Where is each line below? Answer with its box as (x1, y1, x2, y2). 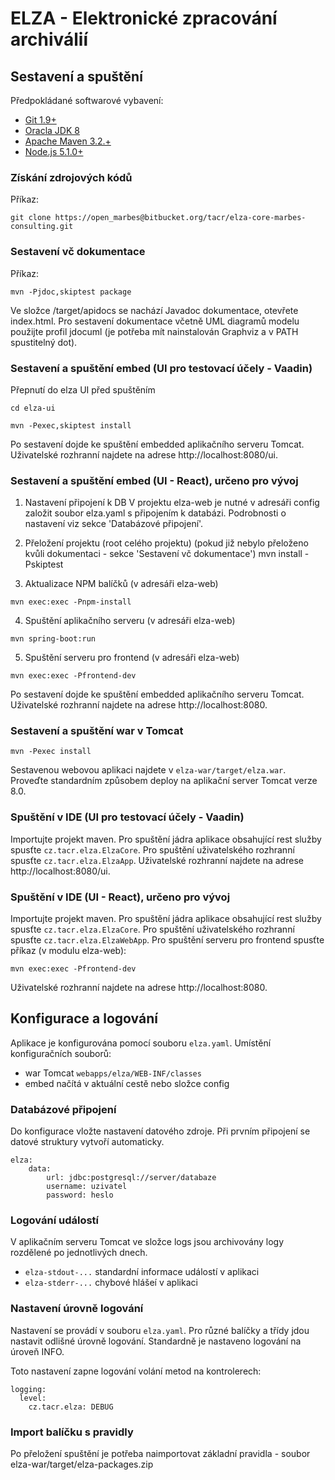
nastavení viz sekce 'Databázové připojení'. (24, 518, 204, 530)
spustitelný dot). (10, 336, 78, 348)
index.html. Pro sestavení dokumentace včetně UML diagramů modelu (10, 315, 300, 327)
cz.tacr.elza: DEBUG (28, 1402, 114, 1412)
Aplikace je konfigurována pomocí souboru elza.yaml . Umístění (10, 1037, 272, 1049)
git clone (10, 213, 52, 223)
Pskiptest (24, 558, 64, 571)
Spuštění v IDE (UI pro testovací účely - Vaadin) (10, 810, 245, 824)
